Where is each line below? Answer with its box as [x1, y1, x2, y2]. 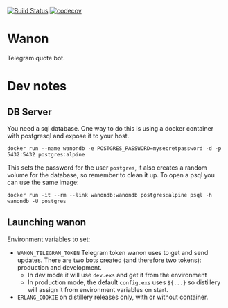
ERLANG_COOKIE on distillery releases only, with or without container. [17, 293, 209, 301]
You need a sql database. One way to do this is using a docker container [7, 124, 213, 132]
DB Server [7, 106, 52, 117]
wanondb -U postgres [7, 197, 67, 204]
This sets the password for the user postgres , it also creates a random [7, 163, 207, 172]
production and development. [17, 263, 102, 271]
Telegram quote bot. [7, 54, 65, 62]
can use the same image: [7, 178, 79, 186]
